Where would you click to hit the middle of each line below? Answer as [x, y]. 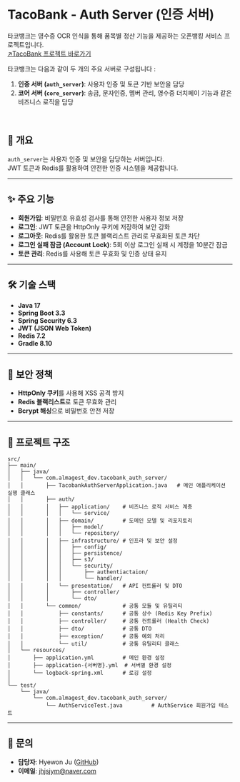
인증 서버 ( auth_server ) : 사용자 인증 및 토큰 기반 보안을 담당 [101, 84]
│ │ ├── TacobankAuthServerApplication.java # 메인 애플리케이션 [117, 486]
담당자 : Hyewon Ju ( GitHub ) [58, 762]
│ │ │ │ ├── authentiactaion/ [78, 572]
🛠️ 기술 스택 [31, 285]
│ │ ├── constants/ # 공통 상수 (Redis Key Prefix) [110, 613]
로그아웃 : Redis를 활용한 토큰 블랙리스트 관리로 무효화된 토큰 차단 [109, 236]
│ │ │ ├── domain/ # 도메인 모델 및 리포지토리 [100, 521]
